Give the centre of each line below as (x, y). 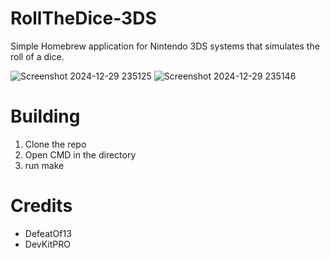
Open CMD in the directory (80, 154)
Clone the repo (55, 144)
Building (45, 116)
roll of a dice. (37, 56)
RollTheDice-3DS (83, 18)
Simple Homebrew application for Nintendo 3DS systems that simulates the (165, 46)
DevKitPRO (47, 244)
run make (44, 165)
